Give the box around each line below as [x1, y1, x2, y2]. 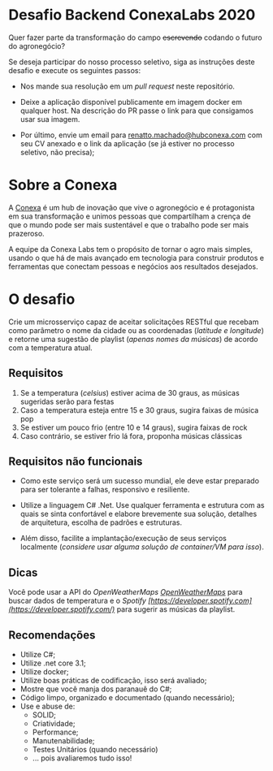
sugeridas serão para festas [19, 396, 115, 406]
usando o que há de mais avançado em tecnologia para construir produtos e [8, 253, 264, 262]
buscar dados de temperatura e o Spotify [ [8, 596, 152, 606]
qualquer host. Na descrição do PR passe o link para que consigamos [19, 106, 254, 115]
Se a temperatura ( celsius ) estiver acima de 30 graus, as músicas [19, 388, 240, 397]
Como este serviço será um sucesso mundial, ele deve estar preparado [19, 476, 260, 486]
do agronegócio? [8, 41, 66, 50]
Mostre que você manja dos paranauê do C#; [19, 684, 172, 694]
